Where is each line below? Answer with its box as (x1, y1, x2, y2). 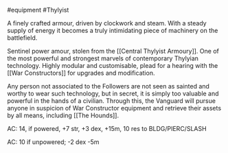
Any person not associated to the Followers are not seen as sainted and (7, 82, 209, 90)
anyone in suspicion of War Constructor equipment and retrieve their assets (7, 104, 222, 112)
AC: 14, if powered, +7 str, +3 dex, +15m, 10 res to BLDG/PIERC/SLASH (7, 125, 207, 132)
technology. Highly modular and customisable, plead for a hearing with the (7, 62, 218, 69)
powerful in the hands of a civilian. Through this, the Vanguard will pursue (7, 97, 216, 105)
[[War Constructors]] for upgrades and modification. (7, 69, 155, 77)
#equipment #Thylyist (7, 6, 69, 14)
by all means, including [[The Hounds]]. (7, 111, 119, 119)
